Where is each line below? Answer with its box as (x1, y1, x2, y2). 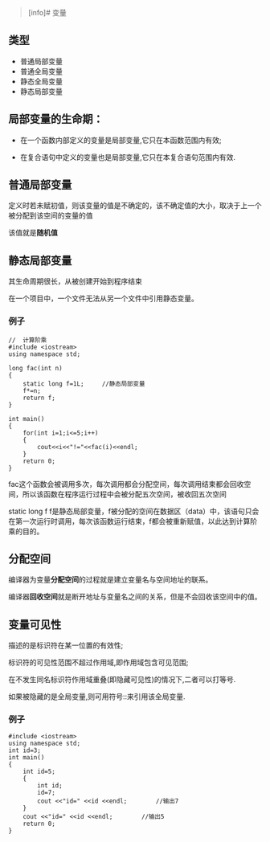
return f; (22, 394, 56, 402)
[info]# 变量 (27, 8, 67, 17)
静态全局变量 (19, 76, 63, 86)
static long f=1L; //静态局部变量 (22, 379, 145, 388)
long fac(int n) (8, 364, 63, 372)
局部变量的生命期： (8, 112, 104, 126)
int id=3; (8, 746, 42, 754)
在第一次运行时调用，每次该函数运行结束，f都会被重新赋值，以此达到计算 (8, 516, 251, 525)
